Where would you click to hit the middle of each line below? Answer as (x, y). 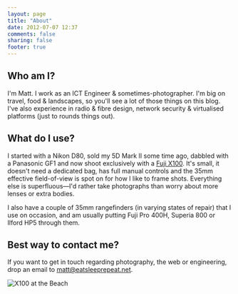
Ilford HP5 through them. (44, 223)
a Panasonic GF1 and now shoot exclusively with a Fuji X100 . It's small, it (113, 163)
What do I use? (41, 139)
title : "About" (30, 21)
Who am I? (31, 76)
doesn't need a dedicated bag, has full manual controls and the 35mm (110, 171)
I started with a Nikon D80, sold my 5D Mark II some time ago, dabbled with (118, 156)
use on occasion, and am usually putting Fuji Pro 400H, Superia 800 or (112, 215)
